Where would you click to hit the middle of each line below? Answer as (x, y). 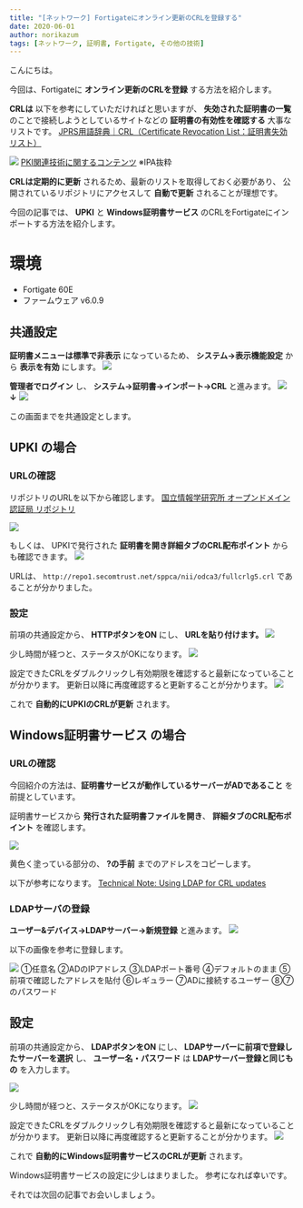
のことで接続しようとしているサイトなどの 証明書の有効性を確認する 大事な (151, 120)
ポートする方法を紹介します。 (65, 224)
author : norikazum (44, 35)
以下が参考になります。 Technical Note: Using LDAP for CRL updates (138, 882)
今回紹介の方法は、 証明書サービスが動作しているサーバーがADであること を (151, 785)
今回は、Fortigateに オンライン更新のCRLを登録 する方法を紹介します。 (143, 90)
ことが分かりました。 (57, 587)
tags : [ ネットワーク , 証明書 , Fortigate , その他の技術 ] (107, 43)
